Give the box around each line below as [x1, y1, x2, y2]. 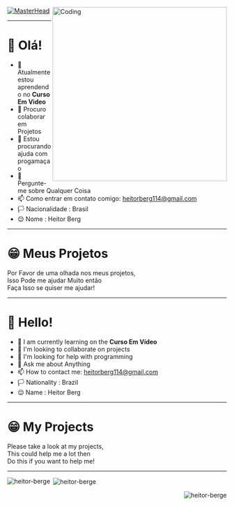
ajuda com [17, 149, 48, 158]
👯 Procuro [17, 105, 47, 113]
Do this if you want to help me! [7, 457, 95, 465]
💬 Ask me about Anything [17, 360, 91, 368]
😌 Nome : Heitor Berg [17, 215, 81, 223]
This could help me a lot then [7, 450, 91, 458]
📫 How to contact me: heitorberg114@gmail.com [17, 367, 159, 376]
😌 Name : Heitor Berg [17, 388, 81, 397]
